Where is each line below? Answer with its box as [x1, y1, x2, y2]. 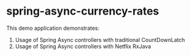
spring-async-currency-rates [6, 4, 159, 18]
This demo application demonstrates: [6, 24, 100, 32]
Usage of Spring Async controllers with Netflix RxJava [15, 43, 151, 50]
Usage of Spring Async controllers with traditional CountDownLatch [15, 36, 186, 43]
